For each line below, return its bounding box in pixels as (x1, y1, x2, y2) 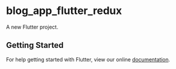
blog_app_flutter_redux (6, 4, 122, 18)
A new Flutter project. (6, 23, 59, 30)
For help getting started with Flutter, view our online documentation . (6, 56, 170, 63)
